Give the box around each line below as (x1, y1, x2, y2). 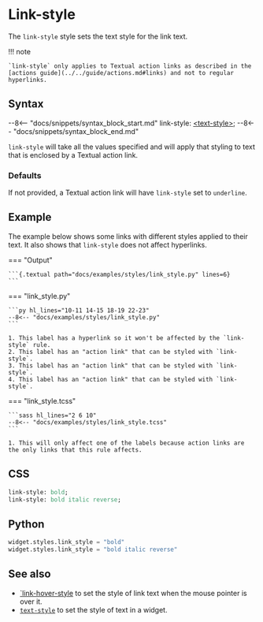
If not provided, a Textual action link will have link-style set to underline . (8, 188, 248, 198)
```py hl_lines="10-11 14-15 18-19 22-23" (8, 306, 150, 315)
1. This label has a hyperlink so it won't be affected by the (8, 333, 220, 342)
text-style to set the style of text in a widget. (19, 605, 168, 614)
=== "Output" (8, 255, 53, 265)
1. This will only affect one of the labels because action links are (8, 439, 245, 447)
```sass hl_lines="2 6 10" (8, 412, 97, 419)
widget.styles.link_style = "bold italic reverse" (8, 546, 178, 553)
